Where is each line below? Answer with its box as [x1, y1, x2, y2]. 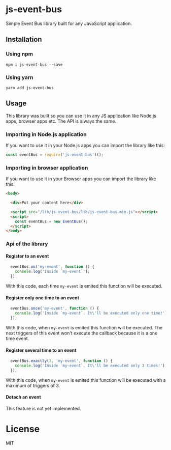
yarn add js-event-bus [6, 85, 54, 90]
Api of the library [6, 240, 48, 247]
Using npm [6, 50, 33, 58]
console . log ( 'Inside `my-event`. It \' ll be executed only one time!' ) [15, 311, 167, 316]
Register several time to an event [6, 347, 77, 353]
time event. [6, 335, 29, 342]
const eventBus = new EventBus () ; [15, 219, 88, 224]
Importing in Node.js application [6, 131, 87, 138]
